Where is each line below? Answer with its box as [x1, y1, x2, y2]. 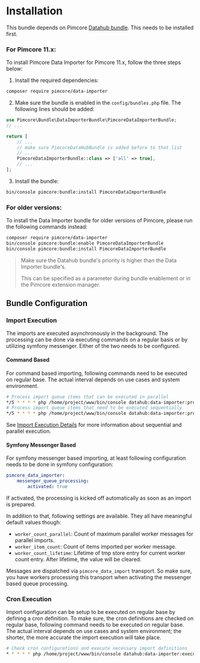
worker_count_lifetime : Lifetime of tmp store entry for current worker [14, 549, 186, 557]
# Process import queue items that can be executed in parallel [6, 393, 169, 400]
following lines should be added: [14, 106, 95, 113]
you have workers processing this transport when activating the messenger [6, 574, 192, 580]
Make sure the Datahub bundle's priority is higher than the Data [20, 256, 177, 264]
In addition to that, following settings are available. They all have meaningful [6, 512, 192, 520]
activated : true [27, 484, 68, 490]
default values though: [6, 519, 61, 525]
